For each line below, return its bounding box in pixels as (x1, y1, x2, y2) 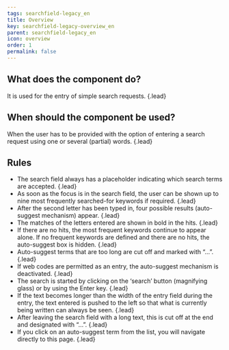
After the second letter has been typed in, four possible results (16, 204, 193, 212)
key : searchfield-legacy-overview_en (7, 23, 115, 29)
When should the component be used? (7, 112, 176, 123)
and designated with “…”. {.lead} (16, 321, 108, 329)
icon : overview (7, 36, 51, 42)
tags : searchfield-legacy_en (7, 10, 90, 17)
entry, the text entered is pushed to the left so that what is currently (16, 299, 207, 307)
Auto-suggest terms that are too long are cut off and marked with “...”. (16, 248, 214, 256)
